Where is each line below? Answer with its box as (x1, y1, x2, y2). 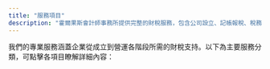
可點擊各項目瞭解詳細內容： (22, 52, 114, 61)
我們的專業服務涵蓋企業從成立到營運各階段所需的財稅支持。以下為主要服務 (8, 41, 255, 52)
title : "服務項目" (8, 11, 66, 20)
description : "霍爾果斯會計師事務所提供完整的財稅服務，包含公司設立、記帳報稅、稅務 (8, 19, 263, 27)
